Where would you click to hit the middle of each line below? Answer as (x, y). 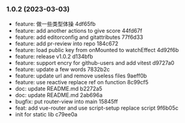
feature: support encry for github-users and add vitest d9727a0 (95, 62)
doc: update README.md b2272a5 (58, 88)
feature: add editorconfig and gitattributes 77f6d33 (79, 37)
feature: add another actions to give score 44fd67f (79, 30)
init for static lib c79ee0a (46, 114)
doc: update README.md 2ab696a (59, 95)
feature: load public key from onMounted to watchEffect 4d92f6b (97, 50)
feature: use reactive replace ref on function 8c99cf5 (82, 82)
